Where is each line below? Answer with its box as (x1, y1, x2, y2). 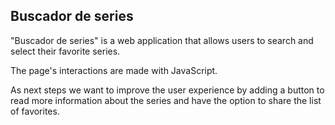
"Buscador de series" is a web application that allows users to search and (10, 34, 314, 46)
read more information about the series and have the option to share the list (10, 94, 322, 106)
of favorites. (10, 105, 60, 117)
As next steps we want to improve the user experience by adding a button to (10, 84, 325, 96)
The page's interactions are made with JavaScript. (10, 64, 218, 76)
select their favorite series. (10, 45, 121, 57)
